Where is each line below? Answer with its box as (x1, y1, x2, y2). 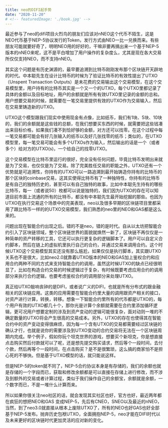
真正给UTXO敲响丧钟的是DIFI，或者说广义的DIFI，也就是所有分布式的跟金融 (5, 284, 161, 290)
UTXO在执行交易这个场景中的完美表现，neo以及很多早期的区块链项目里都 (5, 200, 157, 206)
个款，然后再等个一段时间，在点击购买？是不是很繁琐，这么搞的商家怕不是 (5, 346, 158, 352)
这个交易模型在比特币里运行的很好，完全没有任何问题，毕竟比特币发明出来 (5, 156, 158, 162)
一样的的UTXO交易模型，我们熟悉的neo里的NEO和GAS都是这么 (31, 206, 162, 212)
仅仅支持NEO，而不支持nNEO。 (9, 56, 75, 62)
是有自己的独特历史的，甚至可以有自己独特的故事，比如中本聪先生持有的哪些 (5, 181, 163, 187)
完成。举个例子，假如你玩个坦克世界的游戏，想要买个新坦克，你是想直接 (13, 334, 163, 340)
